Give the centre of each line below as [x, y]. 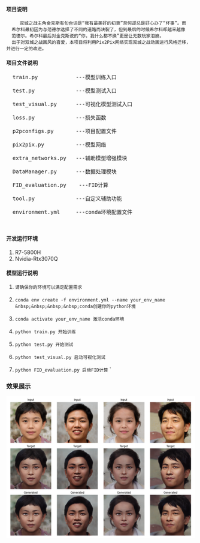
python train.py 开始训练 [45, 332]
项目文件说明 [22, 62]
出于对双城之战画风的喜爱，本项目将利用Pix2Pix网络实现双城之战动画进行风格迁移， [101, 43]
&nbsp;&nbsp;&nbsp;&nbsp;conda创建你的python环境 [75, 306]
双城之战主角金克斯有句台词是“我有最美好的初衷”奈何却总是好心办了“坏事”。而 [103, 23]
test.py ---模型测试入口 [64, 91]
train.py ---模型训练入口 [64, 77]
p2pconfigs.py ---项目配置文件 [64, 131]
